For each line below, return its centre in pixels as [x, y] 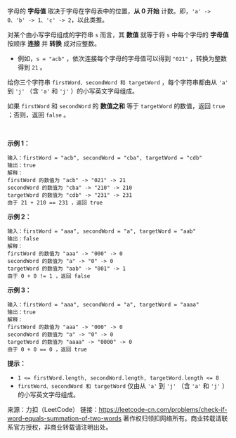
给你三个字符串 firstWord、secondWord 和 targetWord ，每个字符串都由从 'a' [118, 82]
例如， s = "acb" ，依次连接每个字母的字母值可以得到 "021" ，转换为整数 [122, 58]
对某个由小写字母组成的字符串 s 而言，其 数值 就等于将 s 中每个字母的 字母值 [118, 35]
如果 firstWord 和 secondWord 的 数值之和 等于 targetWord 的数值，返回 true [116, 106]
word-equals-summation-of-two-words [64, 418]
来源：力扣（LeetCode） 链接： [53, 410]
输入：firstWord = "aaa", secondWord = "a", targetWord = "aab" [102, 231]
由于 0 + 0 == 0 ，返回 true [47, 349]
